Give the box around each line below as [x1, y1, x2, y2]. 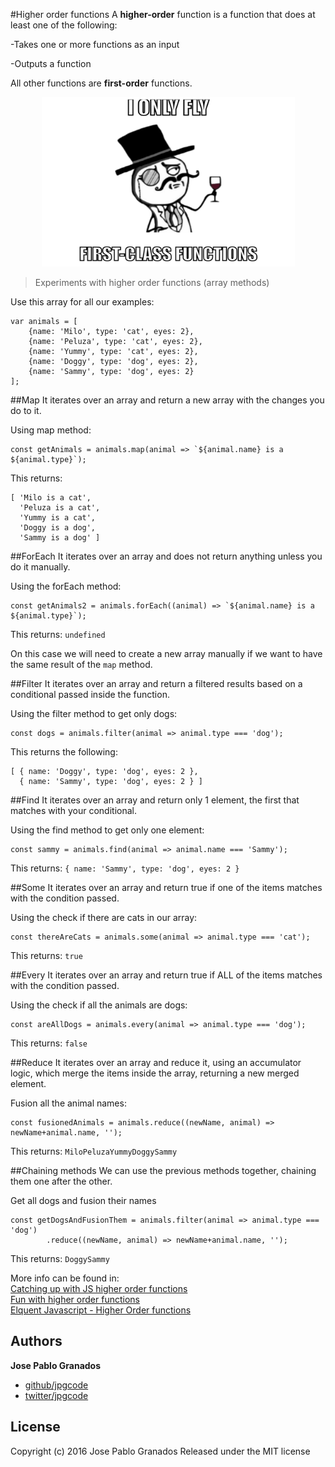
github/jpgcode [24, 1379, 89, 1391]
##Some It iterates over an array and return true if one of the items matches [10, 882, 323, 893]
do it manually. [10, 561, 71, 573]
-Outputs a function [10, 58, 92, 69]
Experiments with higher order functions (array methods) [34, 277, 270, 288]
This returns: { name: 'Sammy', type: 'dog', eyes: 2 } [10, 862, 240, 874]
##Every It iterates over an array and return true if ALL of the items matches [10, 969, 323, 981]
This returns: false [10, 1037, 88, 1049]
